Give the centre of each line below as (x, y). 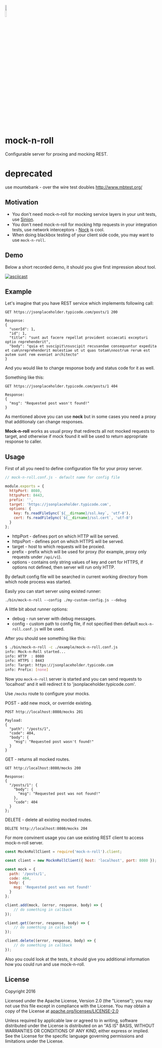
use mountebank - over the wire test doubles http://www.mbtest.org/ (74, 187)
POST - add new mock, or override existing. (49, 703)
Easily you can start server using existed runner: (53, 591)
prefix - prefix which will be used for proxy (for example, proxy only (79, 552)
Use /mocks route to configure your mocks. (48, 694)
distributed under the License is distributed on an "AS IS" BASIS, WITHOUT (80, 1026)
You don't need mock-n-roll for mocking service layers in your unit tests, (84, 214)
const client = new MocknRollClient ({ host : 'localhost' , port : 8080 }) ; (81, 860)
